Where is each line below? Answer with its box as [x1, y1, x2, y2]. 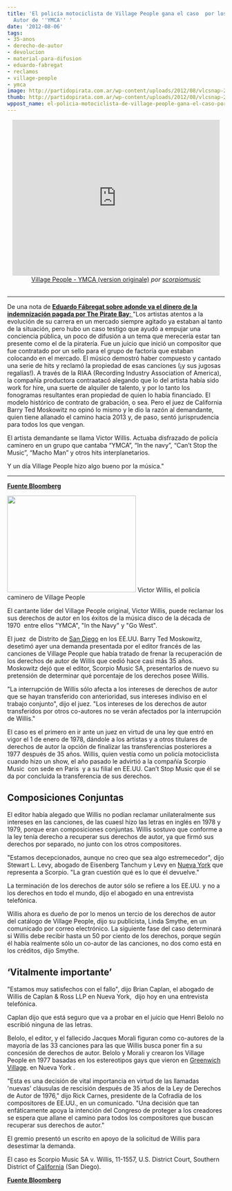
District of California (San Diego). [7, 1162, 101, 1171]
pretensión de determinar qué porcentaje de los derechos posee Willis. [7, 671, 209, 680]
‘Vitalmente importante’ [7, 967, 113, 978]
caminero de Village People [7, 593, 86, 601]
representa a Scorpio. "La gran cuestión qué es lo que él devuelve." [7, 867, 200, 876]
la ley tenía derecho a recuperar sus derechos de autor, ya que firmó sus [7, 832, 214, 840]
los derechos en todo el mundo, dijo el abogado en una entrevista [7, 888, 194, 897]
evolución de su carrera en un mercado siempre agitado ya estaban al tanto [7, 317, 223, 326]
